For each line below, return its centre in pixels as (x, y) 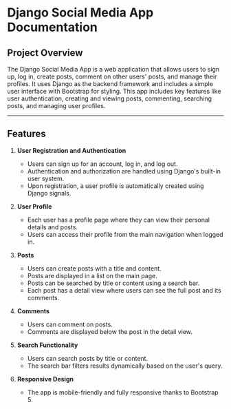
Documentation (53, 27)
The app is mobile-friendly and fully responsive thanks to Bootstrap (123, 392)
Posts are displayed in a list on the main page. (92, 275)
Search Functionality (47, 345)
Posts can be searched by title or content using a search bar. (113, 283)
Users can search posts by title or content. (88, 358)
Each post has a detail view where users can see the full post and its (124, 290)
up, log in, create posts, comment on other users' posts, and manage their (112, 76)
